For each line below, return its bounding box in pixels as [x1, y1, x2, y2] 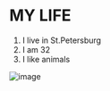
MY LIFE [9, 5, 72, 26]
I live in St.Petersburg [21, 35, 101, 45]
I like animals [21, 54, 71, 64]
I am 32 [21, 44, 51, 54]
